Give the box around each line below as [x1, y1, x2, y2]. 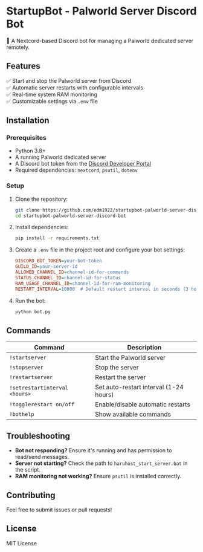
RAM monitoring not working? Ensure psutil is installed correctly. [14, 473, 182, 480]
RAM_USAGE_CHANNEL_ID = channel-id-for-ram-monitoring [14, 280, 151, 287]
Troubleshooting [6, 430, 71, 441]
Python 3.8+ [14, 147, 47, 155]
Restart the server [95, 373, 146, 382]
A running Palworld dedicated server [14, 154, 107, 161]
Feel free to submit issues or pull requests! [6, 506, 112, 513]
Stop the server [95, 363, 139, 372]
